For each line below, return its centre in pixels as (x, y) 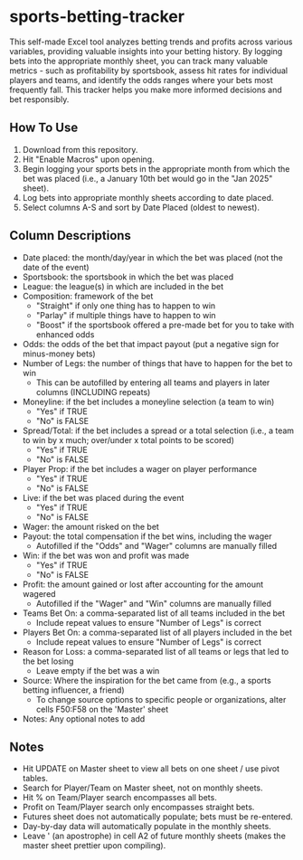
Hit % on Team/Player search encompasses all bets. (119, 798)
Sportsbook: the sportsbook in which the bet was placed (128, 277)
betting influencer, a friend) (73, 690)
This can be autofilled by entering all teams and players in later (153, 383)
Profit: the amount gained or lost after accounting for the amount (143, 584)
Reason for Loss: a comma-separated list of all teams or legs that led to (156, 651)
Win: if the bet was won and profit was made (106, 555)
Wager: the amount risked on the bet (91, 526)
